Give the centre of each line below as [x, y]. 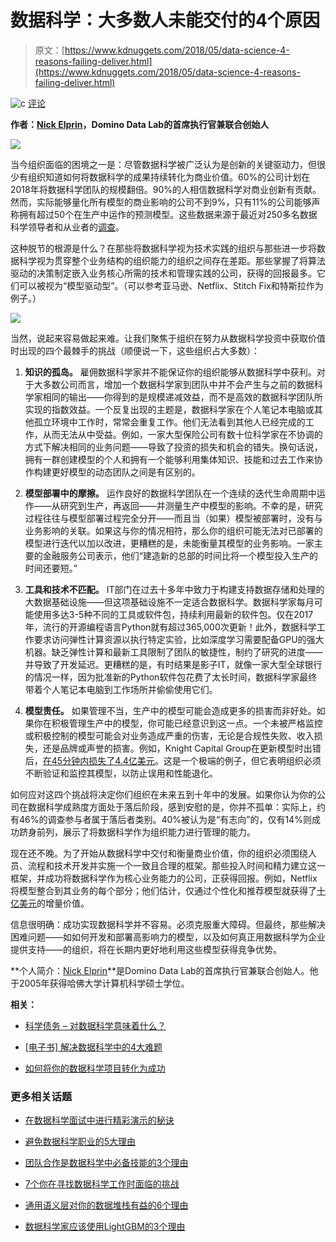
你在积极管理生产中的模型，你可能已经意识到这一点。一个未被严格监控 [178, 723]
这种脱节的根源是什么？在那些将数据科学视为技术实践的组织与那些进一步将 [163, 248]
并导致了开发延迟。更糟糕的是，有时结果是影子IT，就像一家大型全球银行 [173, 664]
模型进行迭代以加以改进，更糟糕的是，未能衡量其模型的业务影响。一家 [169, 543]
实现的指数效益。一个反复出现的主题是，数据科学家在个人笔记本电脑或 [169, 409]
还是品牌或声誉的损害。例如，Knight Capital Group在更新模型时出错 [182, 748]
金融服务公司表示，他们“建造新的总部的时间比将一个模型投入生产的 [180, 555]
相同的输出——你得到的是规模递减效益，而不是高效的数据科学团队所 [182, 397]
